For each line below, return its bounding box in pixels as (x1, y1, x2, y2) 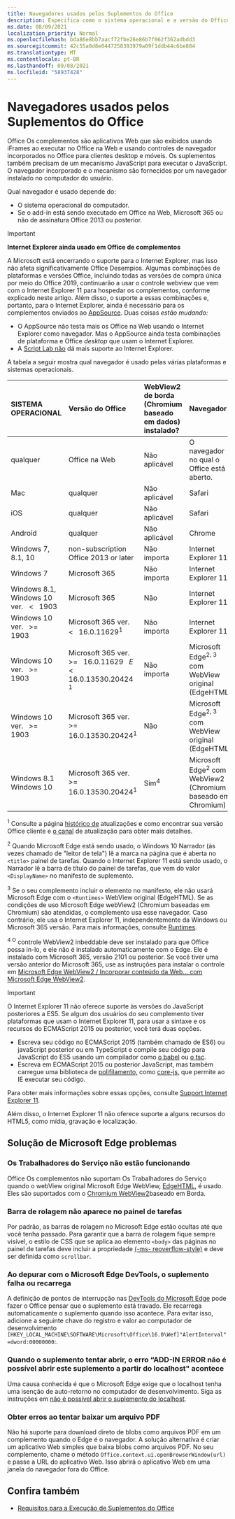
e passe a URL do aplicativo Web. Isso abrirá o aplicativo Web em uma (7, 1457, 211, 1466)
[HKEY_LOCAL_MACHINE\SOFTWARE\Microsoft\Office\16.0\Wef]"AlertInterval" (7, 1332, 227, 1339)
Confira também (7, 1485, 80, 1497)
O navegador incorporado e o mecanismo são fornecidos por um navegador (7, 166, 227, 175)
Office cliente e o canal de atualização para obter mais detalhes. (7, 827, 193, 836)
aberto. (188, 473, 213, 483)
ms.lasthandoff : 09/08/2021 (7, 62, 90, 69)
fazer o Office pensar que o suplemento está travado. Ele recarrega (7, 1302, 202, 1310)
